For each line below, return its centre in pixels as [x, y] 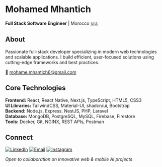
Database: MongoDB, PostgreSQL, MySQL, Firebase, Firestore [70, 116]
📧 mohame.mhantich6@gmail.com [41, 72]
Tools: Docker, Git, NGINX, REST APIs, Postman [55, 122]
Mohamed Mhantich [48, 9]
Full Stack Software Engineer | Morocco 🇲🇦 [52, 23]
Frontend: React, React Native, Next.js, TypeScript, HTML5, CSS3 [73, 100]
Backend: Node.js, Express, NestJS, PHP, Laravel [57, 111]
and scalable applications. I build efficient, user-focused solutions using [80, 57]
